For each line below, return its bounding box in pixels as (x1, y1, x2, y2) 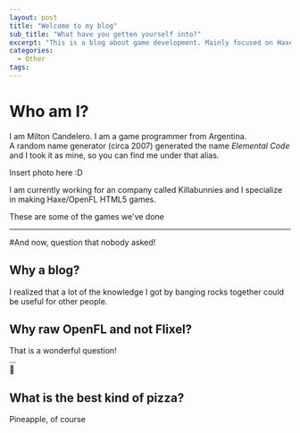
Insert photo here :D (9, 167, 83, 178)
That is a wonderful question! (9, 346, 118, 356)
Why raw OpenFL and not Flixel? (9, 322, 193, 337)
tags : (9, 63, 29, 72)
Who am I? (9, 102, 89, 121)
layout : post (9, 12, 58, 22)
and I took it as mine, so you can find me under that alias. (9, 149, 220, 161)
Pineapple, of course (9, 414, 87, 425)
